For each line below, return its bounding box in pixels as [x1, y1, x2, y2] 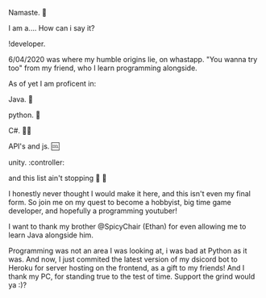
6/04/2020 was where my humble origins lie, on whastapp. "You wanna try [8, 55, 258, 64]
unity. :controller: [8, 157, 64, 167]
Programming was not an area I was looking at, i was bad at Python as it [8, 246, 247, 255]
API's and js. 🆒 [8, 141, 60, 151]
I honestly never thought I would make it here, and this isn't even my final [8, 189, 251, 198]
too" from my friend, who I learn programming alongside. [8, 63, 197, 73]
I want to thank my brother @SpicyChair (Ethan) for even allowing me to [8, 222, 247, 231]
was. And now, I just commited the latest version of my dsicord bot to [8, 254, 238, 264]
